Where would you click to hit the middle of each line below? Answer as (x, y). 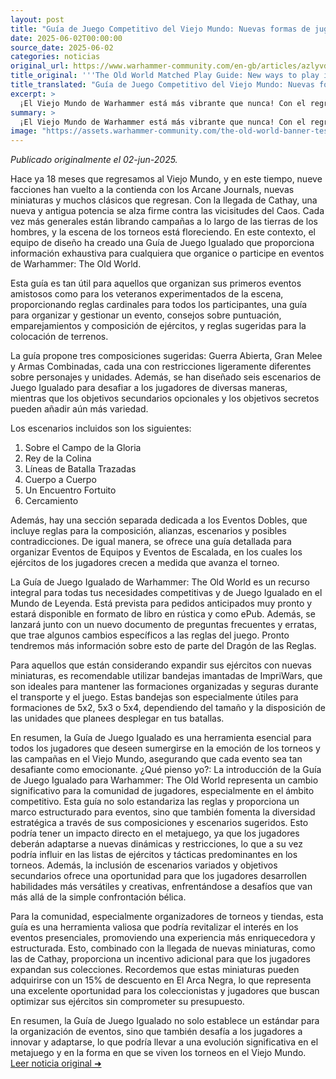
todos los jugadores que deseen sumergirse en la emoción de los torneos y (165, 748)
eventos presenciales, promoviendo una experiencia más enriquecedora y (163, 938)
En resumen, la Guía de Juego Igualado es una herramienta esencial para (161, 738)
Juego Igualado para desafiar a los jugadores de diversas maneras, (149, 388)
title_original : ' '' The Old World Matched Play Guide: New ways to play (165, 76)
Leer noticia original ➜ (56, 1063)
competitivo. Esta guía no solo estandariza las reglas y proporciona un (155, 802)
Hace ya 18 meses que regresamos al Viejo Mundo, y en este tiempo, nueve (166, 179)
